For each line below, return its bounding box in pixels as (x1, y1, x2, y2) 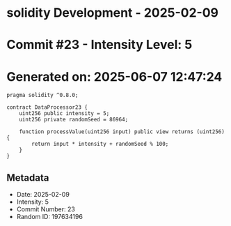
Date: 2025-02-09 (16, 190, 70, 199)
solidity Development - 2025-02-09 (6, 5, 219, 21)
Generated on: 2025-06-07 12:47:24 (6, 68, 223, 84)
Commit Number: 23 (16, 205, 76, 213)
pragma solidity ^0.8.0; (6, 92, 79, 99)
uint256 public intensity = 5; (19, 110, 110, 117)
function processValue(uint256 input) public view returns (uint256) (19, 128, 225, 135)
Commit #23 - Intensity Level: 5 (6, 37, 193, 53)
